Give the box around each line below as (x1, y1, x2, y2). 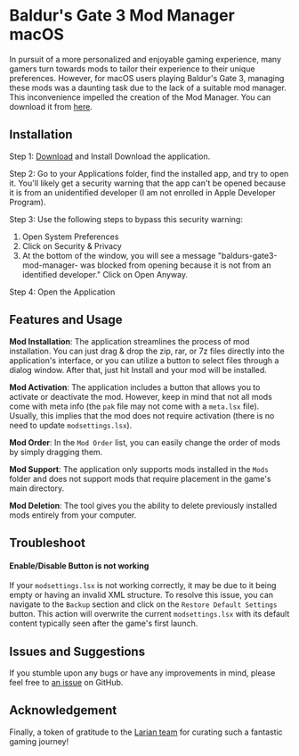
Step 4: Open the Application (9, 287, 116, 297)
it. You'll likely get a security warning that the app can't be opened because (9, 178, 287, 188)
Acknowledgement (9, 702, 117, 719)
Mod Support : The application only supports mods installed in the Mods (9, 463, 269, 474)
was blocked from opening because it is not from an (79, 260, 271, 270)
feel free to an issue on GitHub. (9, 677, 124, 687)
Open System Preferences (21, 231, 119, 242)
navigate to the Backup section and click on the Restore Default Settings (9, 599, 278, 610)
